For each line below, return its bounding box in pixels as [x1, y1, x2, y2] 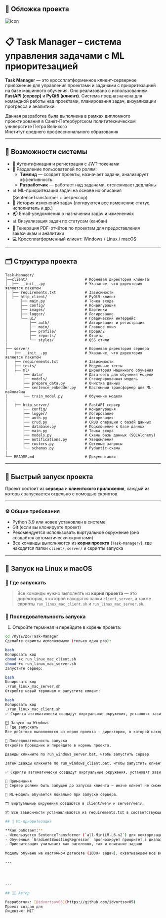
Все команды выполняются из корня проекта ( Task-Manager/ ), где [12, 540, 152, 546]
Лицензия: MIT [5, 909, 35, 914]
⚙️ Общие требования [5, 508, 60, 515]
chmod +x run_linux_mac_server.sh [5, 661, 77, 666]
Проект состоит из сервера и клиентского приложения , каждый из [5, 485, 150, 492]
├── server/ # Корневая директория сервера [5, 347, 149, 351]
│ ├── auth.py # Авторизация [5, 416, 114, 421]
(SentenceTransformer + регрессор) [12, 194, 88, 200]
